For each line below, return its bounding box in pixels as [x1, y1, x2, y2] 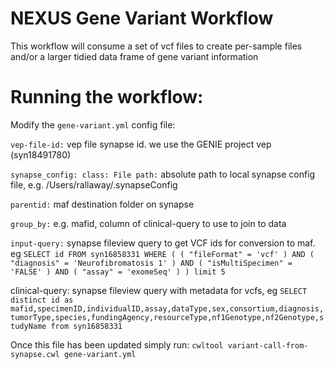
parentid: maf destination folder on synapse [10, 198, 195, 210]
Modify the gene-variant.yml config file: [10, 118, 176, 131]
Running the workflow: [10, 86, 204, 109]
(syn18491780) [10, 148, 72, 161]
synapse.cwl [10, 349, 60, 359]
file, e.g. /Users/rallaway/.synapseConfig [10, 178, 178, 191]
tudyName [10, 321, 47, 331]
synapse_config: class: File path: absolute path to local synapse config [10, 168, 316, 180]
